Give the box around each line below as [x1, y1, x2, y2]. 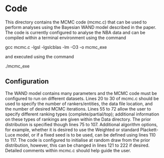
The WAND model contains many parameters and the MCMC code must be [5, 90, 157, 96]
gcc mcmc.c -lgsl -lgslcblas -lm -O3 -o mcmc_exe [5, 44, 107, 50]
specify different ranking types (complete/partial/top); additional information [5, 111, 160, 117]
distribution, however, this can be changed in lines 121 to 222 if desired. [5, 142, 150, 148]
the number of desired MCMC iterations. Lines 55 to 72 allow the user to [5, 106, 151, 112]
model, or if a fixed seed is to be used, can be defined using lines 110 [16, 132, 156, 137]
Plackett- [139, 127, 159, 133]
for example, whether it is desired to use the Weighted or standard [5, 127, 139, 133]
